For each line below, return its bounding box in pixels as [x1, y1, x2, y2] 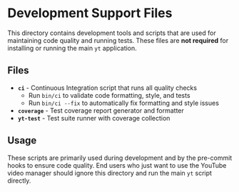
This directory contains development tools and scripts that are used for [7, 29, 216, 37]
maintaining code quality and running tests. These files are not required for [7, 36, 229, 44]
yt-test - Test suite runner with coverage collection [17, 113, 171, 122]
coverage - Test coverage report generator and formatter [17, 106, 184, 115]
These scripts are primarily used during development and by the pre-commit [7, 153, 233, 162]
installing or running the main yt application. [7, 44, 137, 52]
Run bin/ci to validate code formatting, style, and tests [28, 91, 190, 99]
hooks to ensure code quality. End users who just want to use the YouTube [7, 161, 227, 169]
